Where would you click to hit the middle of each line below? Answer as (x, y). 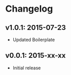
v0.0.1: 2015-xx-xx (35, 55)
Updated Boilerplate (34, 40)
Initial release (27, 68)
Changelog (29, 9)
